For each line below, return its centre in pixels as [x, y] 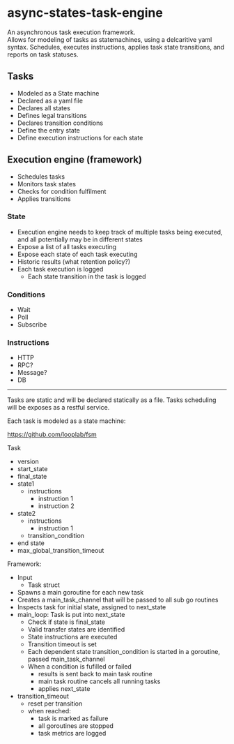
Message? [32, 373]
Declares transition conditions [60, 123]
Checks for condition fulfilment [62, 191]
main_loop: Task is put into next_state [71, 615]
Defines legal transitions [52, 115]
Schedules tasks [41, 177]
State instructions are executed [72, 637]
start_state [32, 469]
